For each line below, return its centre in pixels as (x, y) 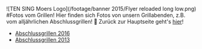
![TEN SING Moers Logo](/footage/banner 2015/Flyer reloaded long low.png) (101, 9)
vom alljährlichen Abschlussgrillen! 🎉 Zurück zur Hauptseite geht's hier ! (95, 21)
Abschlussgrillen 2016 (43, 33)
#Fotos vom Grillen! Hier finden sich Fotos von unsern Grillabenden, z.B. (96, 15)
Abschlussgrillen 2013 (43, 40)
